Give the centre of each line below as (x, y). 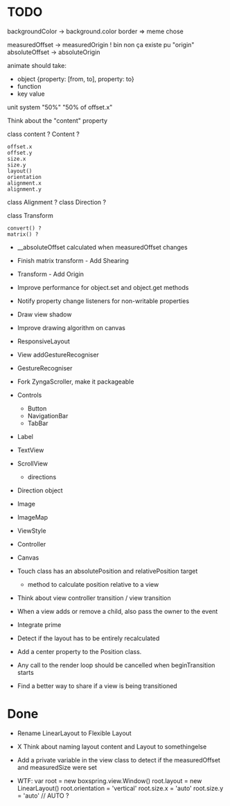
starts (26, 672)
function (29, 86)
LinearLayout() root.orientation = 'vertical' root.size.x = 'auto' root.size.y (120, 788)
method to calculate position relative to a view (93, 584)
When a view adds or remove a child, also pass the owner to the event (117, 611)
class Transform (30, 215)
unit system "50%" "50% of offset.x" (60, 107)
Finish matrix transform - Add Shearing (73, 260)
